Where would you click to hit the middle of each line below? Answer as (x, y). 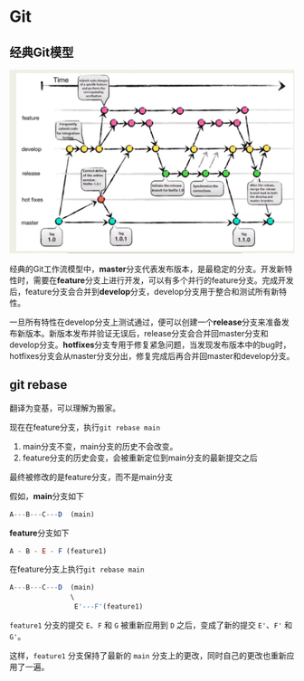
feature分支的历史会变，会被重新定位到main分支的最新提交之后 (140, 458)
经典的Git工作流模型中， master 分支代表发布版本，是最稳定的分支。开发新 (147, 269)
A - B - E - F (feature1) (58, 551)
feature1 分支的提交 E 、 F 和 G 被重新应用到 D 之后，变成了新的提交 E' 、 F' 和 (151, 625)
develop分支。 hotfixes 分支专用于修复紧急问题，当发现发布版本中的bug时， (150, 345)
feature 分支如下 (39, 533)
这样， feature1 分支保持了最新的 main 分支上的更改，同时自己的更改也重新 (148, 656)
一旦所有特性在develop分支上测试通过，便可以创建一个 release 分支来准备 (146, 322)
